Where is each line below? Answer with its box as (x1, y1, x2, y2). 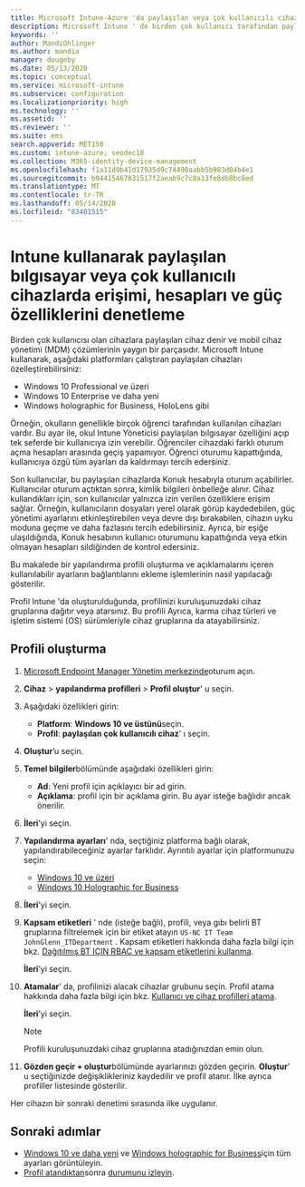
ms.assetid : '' (10, 114, 68, 123)
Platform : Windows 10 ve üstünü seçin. (36, 718, 185, 729)
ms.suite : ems (10, 132, 64, 141)
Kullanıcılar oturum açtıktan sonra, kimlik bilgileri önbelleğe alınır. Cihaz (10, 483, 275, 495)
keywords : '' (10, 30, 60, 39)
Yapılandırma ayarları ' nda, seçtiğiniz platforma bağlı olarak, (23, 835, 251, 846)
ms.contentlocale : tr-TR (10, 191, 104, 200)
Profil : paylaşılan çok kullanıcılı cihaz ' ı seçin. (36, 728, 211, 739)
